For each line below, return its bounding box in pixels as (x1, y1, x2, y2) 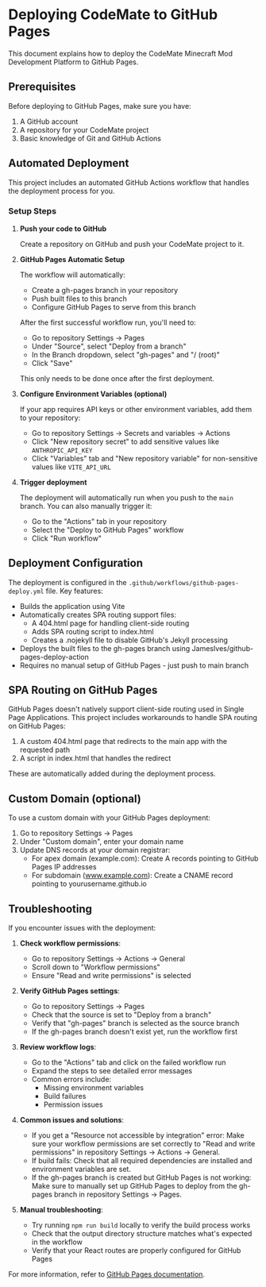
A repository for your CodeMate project (19, 125, 149, 134)
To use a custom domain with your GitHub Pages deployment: (8, 813, 210, 823)
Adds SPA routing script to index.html (31, 626, 155, 636)
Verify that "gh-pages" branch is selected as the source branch (31, 1019, 240, 1028)
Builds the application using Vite (19, 601, 125, 611)
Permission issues (43, 1100, 103, 1109)
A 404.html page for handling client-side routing (31, 618, 190, 628)
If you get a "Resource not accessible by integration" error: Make (31, 1131, 245, 1140)
